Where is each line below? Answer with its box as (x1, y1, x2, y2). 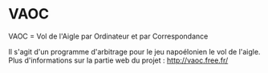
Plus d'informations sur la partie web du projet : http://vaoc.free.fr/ (8, 55, 229, 65)
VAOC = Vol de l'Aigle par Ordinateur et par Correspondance (8, 31, 209, 41)
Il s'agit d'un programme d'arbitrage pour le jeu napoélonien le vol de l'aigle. (8, 47, 261, 56)
